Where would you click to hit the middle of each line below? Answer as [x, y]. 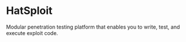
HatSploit [29, 11]
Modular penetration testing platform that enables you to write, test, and [93, 27]
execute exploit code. [32, 33]
